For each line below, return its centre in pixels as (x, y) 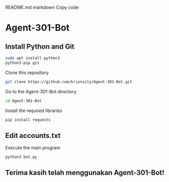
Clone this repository (27, 72)
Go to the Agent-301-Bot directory (41, 91)
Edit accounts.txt (33, 136)
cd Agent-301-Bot (24, 101)
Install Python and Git (40, 46)
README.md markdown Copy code (42, 7)
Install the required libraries (34, 111)
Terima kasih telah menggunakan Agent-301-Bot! (85, 173)
